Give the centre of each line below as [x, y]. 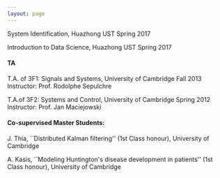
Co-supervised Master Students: [56, 123]
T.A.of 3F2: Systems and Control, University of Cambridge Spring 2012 [109, 99]
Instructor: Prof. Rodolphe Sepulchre [60, 86]
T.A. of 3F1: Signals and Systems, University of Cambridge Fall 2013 [104, 78]
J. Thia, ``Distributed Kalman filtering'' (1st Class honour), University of [109, 139]
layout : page [26, 14]
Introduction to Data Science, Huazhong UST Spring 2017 [89, 47]
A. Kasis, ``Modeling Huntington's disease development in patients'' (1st [110, 160]
